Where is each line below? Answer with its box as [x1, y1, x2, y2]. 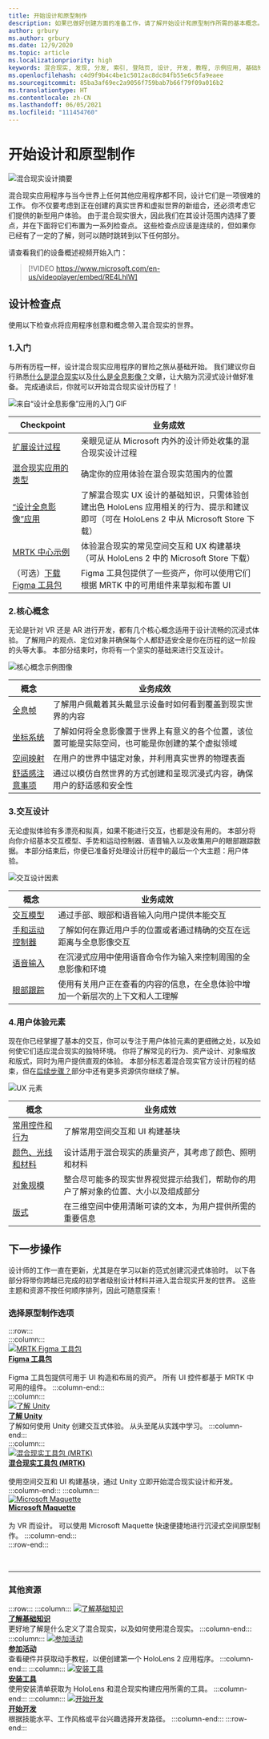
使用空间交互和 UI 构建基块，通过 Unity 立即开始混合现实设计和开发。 [8, 1477, 238, 1487]
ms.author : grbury [8, 34, 70, 42]
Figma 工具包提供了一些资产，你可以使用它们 [81, 568, 251, 579]
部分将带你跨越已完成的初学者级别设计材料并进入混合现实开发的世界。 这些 [8, 1275, 256, 1285]
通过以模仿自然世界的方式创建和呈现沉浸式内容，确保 [52, 768, 254, 779]
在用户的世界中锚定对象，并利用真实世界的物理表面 [52, 753, 246, 764]
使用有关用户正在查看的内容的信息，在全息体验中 [58, 978, 243, 989]
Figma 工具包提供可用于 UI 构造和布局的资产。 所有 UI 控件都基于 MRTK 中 [8, 1373, 255, 1383]
